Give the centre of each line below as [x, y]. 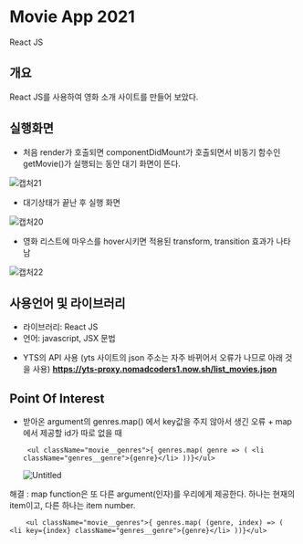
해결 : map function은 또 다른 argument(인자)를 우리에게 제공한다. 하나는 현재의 [152, 494]
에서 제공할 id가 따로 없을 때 [73, 433]
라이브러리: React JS [60, 327]
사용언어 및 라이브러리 [68, 303]
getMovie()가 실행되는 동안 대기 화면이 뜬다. [101, 163]
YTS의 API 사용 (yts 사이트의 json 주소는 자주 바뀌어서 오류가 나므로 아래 [152, 358]
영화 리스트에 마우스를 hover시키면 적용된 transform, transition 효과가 [148, 241]
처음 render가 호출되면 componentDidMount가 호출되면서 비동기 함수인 [151, 152]
